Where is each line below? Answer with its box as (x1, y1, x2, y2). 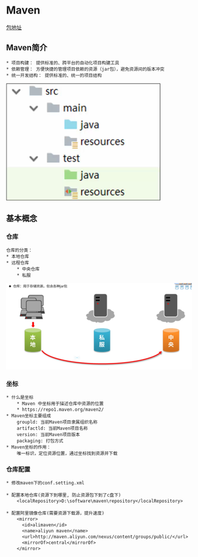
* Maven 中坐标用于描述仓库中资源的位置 (16, 401, 104, 407)
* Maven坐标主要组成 (6, 413, 51, 419)
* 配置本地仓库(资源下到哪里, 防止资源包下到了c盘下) (6, 492, 121, 499)
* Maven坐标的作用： (6, 444, 51, 450)
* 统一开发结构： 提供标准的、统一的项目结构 (6, 72, 102, 78)
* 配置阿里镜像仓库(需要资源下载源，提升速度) (6, 510, 105, 516)
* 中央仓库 (16, 266, 40, 272)
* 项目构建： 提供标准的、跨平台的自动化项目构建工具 (6, 60, 120, 65)
